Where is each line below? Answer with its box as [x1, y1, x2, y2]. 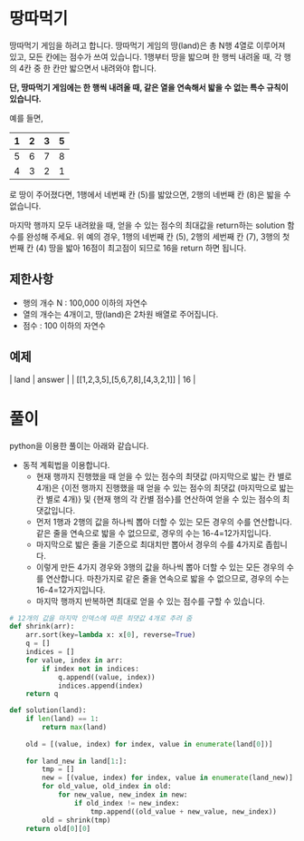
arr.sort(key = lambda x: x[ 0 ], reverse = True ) [25, 631, 196, 640]
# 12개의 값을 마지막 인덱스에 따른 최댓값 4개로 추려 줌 [9, 613, 193, 622]
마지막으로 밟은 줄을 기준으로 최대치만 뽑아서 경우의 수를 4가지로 [35, 539, 264, 550]
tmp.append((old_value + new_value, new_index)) [90, 807, 278, 817]
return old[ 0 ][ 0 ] [25, 824, 91, 833]
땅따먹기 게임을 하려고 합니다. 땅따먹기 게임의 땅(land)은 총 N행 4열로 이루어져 [9, 40, 286, 51]
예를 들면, [9, 112, 43, 123]
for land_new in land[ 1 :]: [25, 757, 128, 766]
